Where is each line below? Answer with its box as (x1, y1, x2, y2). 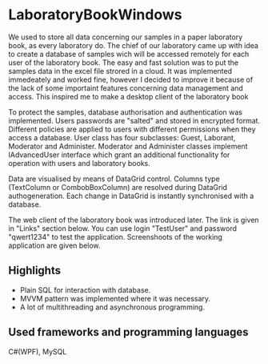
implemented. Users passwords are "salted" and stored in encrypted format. (8, 115, 261, 125)
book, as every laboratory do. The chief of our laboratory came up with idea (8, 40, 258, 50)
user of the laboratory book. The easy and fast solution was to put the (8, 58, 238, 67)
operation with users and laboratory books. (8, 158, 150, 168)
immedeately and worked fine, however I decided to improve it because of (8, 75, 254, 84)
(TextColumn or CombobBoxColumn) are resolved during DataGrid (8, 182, 228, 192)
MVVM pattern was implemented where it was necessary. (19, 293, 210, 303)
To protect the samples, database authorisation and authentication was (8, 107, 242, 117)
